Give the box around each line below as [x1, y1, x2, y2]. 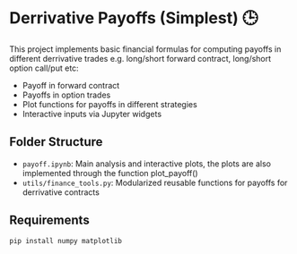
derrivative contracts [22, 186, 100, 198]
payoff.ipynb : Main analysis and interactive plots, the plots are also [22, 158, 272, 169]
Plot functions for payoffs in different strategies [22, 98, 197, 109]
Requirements [9, 213, 90, 228]
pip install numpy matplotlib [9, 236, 123, 245]
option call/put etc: [9, 63, 79, 73]
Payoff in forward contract [22, 80, 120, 90]
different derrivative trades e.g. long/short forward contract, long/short [9, 53, 272, 63]
